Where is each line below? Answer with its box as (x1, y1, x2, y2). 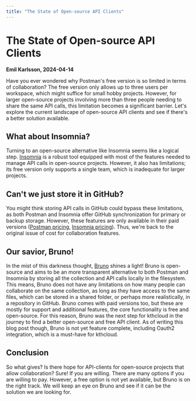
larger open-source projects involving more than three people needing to (6, 96, 182, 103)
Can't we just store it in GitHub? (6, 189, 124, 199)
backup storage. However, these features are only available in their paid (6, 217, 180, 224)
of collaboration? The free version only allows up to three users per (6, 83, 169, 90)
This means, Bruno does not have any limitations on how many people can (6, 281, 185, 288)
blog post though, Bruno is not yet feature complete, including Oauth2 (6, 325, 175, 332)
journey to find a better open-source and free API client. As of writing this (6, 318, 183, 325)
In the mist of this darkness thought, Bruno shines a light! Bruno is (6, 262, 165, 269)
